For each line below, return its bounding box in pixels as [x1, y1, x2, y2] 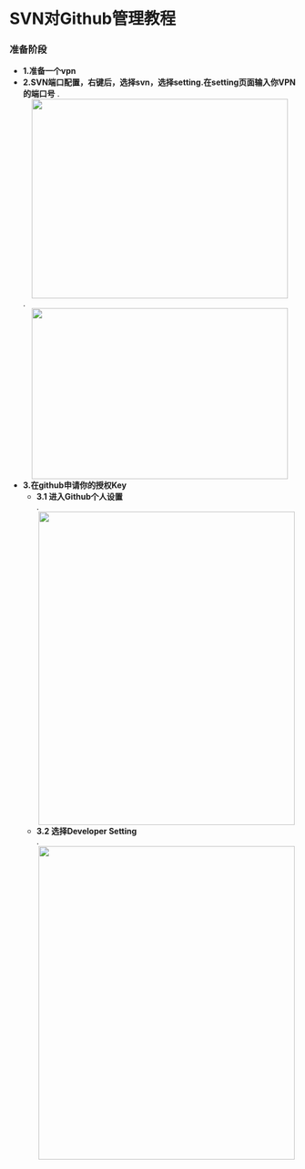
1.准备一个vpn [22, 66, 76, 77]
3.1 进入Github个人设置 [36, 491, 123, 502]
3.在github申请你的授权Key [22, 480, 127, 491]
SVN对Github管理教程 [9, 8, 177, 29]
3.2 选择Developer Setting [36, 826, 137, 837]
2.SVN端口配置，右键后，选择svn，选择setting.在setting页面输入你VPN [22, 77, 296, 88]
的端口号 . [22, 88, 60, 99]
